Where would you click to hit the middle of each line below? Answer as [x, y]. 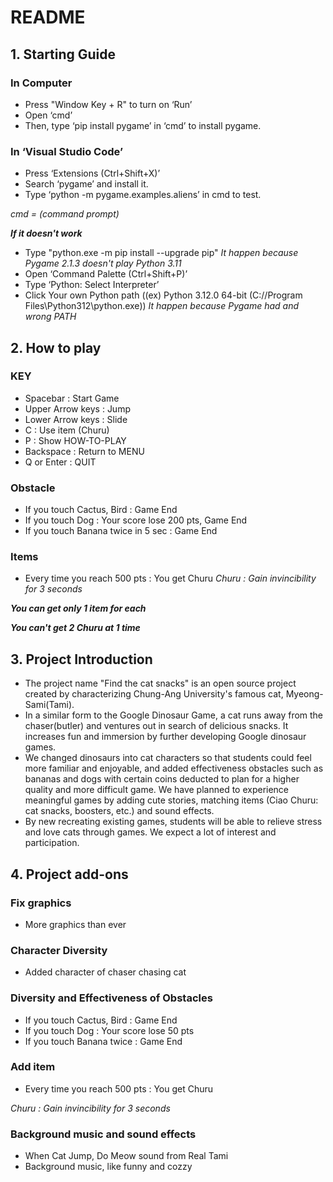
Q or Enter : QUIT [60, 462]
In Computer [41, 83]
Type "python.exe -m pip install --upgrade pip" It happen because [161, 253]
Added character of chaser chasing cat [105, 972]
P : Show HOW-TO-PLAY [75, 440]
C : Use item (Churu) [67, 430]
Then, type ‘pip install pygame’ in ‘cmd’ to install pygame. [143, 125]
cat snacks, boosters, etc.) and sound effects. [119, 811]
